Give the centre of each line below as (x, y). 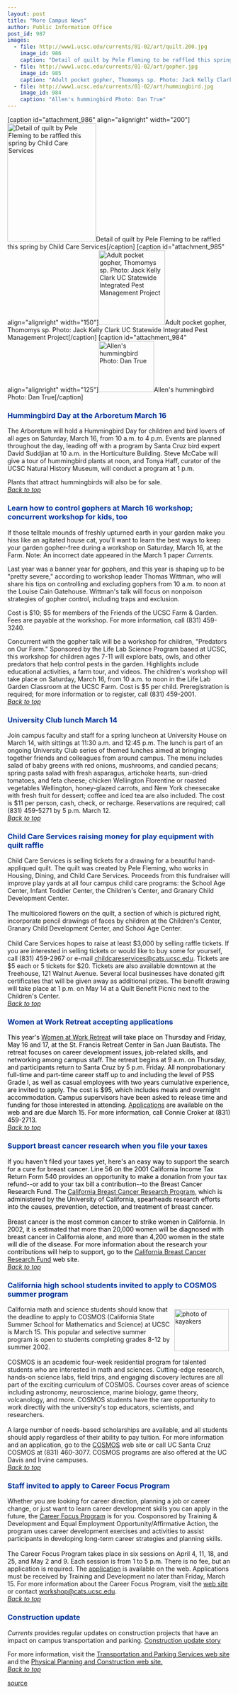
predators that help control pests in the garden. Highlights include (103, 664)
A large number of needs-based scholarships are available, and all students (118, 1430)
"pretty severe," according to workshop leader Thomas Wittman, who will (114, 576)
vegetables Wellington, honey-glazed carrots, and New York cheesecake (114, 788)
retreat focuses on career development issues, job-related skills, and (108, 1052)
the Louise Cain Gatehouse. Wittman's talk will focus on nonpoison (105, 591)
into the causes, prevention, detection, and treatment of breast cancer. (110, 1206)
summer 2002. (29, 1347)
